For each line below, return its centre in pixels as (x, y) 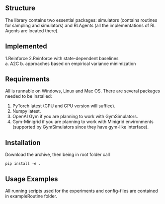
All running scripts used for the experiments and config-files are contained (82, 191)
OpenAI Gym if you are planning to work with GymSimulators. (75, 117)
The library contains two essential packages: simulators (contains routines (81, 20)
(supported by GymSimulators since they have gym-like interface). (81, 127)
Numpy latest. (27, 111)
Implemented (26, 46)
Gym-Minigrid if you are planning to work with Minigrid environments (83, 122)
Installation (23, 143)
